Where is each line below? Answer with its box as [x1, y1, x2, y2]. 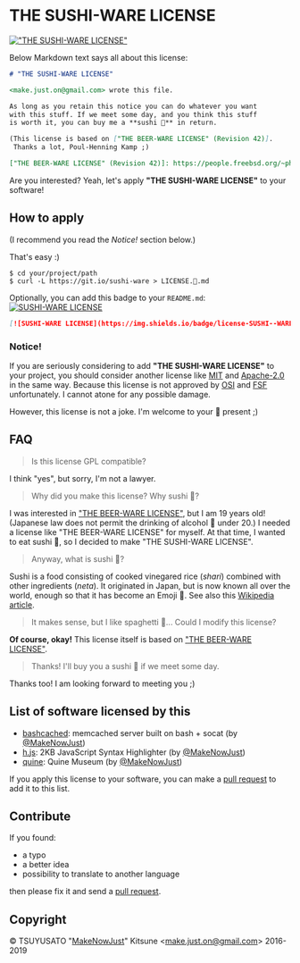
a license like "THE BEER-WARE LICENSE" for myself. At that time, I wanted [9, 526, 286, 537]
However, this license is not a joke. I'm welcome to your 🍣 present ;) [9, 406, 259, 416]
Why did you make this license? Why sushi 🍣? [30, 490, 199, 501]
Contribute [9, 808, 71, 824]
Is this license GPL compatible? [30, 456, 146, 466]
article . [9, 599, 35, 610]
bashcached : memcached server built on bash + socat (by [21, 727, 238, 738]
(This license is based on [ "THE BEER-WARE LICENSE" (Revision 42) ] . [9, 135, 274, 144]
